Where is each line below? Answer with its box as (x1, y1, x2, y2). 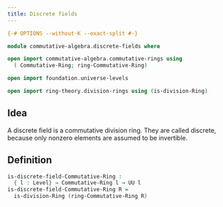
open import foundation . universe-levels (7, 75, 129, 82)
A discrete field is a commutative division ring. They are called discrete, (7, 125, 217, 135)
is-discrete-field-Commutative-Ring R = (7, 186, 129, 194)
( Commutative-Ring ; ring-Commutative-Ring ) (13, 62, 148, 69)
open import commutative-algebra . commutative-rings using (7, 55, 183, 62)
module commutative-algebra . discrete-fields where (7, 43, 161, 50)
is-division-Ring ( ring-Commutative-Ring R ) (13, 193, 148, 200)
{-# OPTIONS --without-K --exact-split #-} (7, 30, 138, 37)
